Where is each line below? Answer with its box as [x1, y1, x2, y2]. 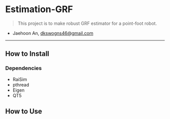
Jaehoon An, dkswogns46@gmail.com [12, 30, 94, 36]
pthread [12, 82, 29, 88]
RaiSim [12, 76, 27, 82]
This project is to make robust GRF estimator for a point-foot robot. [17, 20, 157, 26]
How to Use [5, 107, 42, 116]
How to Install [5, 50, 50, 58]
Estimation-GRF [5, 4, 73, 15]
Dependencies [5, 65, 42, 72]
